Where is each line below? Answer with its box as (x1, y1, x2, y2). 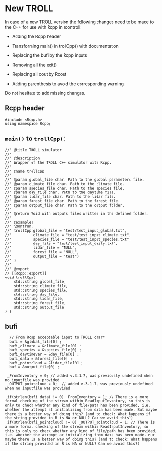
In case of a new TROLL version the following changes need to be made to (5, 19, 154, 25)
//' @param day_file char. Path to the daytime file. (5, 190, 116, 195)
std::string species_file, (14, 288, 68, 293)
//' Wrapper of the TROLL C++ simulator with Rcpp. (5, 160, 112, 165)
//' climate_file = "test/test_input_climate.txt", (5, 232, 131, 237)
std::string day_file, (14, 292, 60, 297)
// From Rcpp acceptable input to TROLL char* (9, 335, 105, 340)
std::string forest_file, (14, 300, 66, 305)
